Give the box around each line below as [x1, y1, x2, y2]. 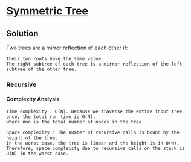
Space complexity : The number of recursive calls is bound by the [6, 129, 180, 136]
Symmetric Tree [6, 4, 89, 18]
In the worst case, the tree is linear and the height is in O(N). [6, 140, 180, 146]
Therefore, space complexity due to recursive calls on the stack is [6, 146, 186, 152]
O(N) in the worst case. [6, 151, 69, 157]
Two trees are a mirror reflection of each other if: [6, 44, 128, 51]
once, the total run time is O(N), [6, 114, 96, 120]
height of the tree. [6, 135, 59, 141]
